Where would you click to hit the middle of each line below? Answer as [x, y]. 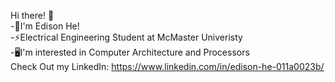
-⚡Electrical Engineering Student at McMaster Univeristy [126, 37]
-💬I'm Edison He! [45, 26]
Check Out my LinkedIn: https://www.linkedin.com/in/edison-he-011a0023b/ [167, 66]
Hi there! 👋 [32, 15]
